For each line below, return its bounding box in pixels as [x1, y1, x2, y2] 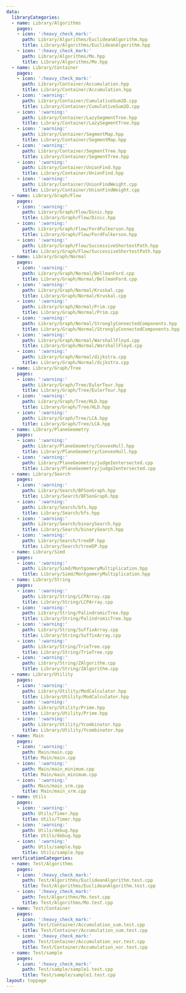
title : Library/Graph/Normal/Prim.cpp [21, 310, 119, 316]
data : [6, 8, 20, 15]
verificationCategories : [11, 855, 73, 861]
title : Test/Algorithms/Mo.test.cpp [21, 900, 113, 906]
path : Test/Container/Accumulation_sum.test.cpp [21, 922, 145, 928]
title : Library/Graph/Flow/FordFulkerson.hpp [21, 231, 137, 237]
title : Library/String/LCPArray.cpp [21, 599, 113, 605]
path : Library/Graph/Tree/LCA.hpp [21, 415, 108, 421]
